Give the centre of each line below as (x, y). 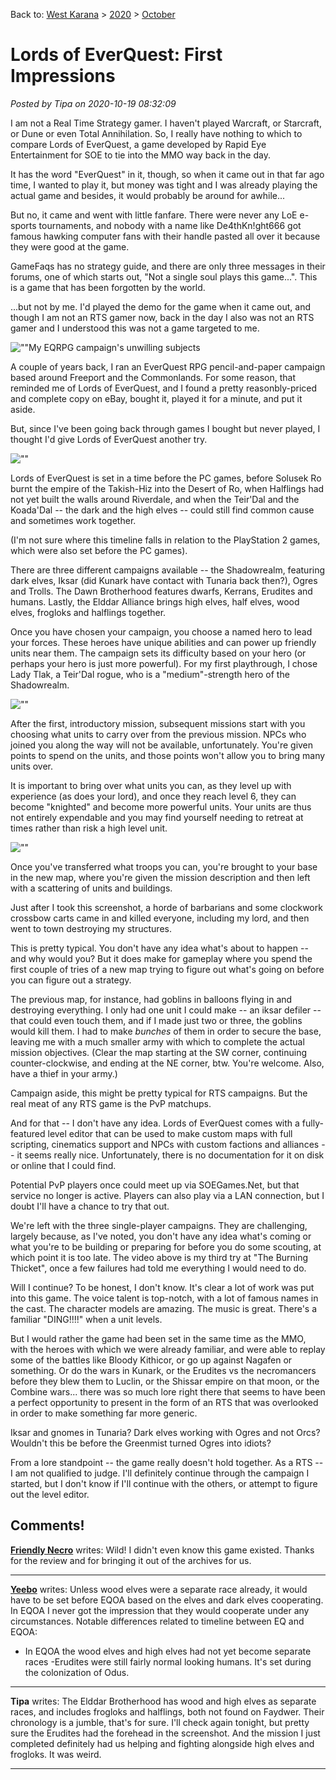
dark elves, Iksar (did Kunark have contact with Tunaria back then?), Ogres (164, 580)
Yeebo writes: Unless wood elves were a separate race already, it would (159, 1589)
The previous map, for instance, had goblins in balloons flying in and (151, 999)
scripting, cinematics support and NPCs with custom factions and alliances (165, 1144)
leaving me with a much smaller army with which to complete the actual (157, 1041)
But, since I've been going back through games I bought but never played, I (165, 428)
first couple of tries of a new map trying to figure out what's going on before (167, 969)
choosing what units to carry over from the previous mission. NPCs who (158, 734)
